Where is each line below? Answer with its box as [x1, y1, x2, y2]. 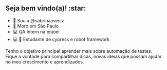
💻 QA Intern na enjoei [12, 28, 60, 34]
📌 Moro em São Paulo [12, 23, 59, 29]
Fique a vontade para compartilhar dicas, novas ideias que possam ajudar [5, 53, 162, 59]
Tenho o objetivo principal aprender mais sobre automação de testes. [5, 48, 153, 54]
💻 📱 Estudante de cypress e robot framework [12, 36, 110, 42]
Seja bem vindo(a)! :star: [5, 4, 86, 13]
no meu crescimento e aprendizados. [5, 58, 84, 65]
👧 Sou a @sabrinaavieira [12, 17, 65, 23]
